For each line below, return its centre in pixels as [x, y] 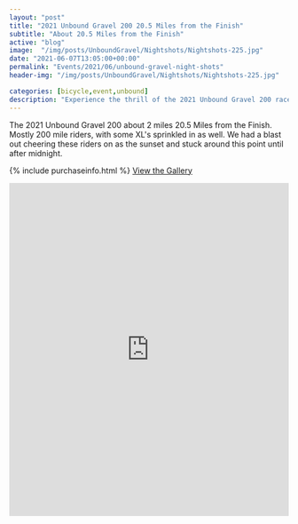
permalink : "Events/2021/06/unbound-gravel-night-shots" [117, 67]
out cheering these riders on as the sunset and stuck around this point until [146, 144]
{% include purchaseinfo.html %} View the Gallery [101, 171]
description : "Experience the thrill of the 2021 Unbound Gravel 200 [141, 99]
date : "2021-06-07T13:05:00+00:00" [75, 59]
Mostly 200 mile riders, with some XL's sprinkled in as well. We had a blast [145, 134]
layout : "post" [37, 17]
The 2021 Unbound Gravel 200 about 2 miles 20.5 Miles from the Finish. [141, 124]
